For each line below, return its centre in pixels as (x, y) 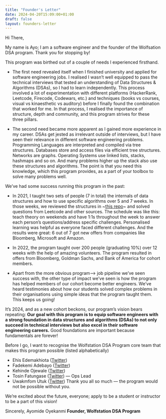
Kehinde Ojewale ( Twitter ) (39, 371)
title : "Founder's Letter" (33, 10)
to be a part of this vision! (31, 402)
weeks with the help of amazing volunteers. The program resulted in (82, 253)
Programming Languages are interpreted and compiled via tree (77, 145)
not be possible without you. (41, 387)
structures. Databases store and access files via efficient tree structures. (86, 150)
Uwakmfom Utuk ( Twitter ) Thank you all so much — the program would (85, 381)
